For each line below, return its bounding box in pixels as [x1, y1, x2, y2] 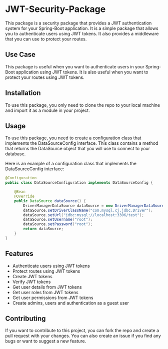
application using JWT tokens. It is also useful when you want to [15, 69, 148, 75]
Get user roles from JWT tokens [12, 289, 78, 295]
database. [5, 151, 26, 157]
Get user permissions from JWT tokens [12, 295, 93, 301]
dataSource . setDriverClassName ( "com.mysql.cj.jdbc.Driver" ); [23, 208, 153, 213]
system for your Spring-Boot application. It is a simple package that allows [5, 25, 158, 31]
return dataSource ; [23, 226, 64, 232]
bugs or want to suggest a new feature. [5, 338, 86, 344]
